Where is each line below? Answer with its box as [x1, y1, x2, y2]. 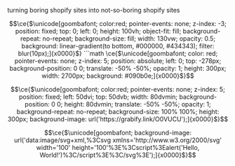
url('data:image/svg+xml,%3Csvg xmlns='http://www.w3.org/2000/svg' [13, 136, 222, 144]
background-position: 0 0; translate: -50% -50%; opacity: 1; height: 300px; [9, 64, 227, 72]
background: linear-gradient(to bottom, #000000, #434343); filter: [21, 42, 215, 50]
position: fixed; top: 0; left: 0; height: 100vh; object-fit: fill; [15, 27, 182, 35]
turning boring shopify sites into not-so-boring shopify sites [7, 6, 180, 14]
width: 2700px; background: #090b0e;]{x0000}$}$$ [41, 71, 194, 80]
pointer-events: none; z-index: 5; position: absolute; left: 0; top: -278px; [14, 57, 222, 65]
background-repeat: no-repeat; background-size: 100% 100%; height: [16, 108, 220, 116]
